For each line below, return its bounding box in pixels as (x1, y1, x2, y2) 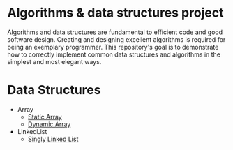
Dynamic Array (27, 120, 71, 128)
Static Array (27, 112, 62, 121)
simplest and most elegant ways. (7, 57, 102, 66)
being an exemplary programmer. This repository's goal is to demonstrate (7, 43, 219, 51)
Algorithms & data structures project (7, 5, 224, 21)
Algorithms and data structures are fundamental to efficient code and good (7, 28, 223, 36)
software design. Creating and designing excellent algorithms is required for (7, 35, 226, 43)
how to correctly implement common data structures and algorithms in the (7, 50, 221, 59)
